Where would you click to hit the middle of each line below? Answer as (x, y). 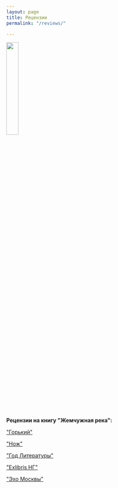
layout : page (23, 12)
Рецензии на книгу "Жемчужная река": (59, 420)
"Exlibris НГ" (22, 467)
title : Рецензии (27, 18)
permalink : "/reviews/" (36, 23)
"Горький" (19, 432)
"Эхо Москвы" (25, 479)
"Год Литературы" (30, 456)
